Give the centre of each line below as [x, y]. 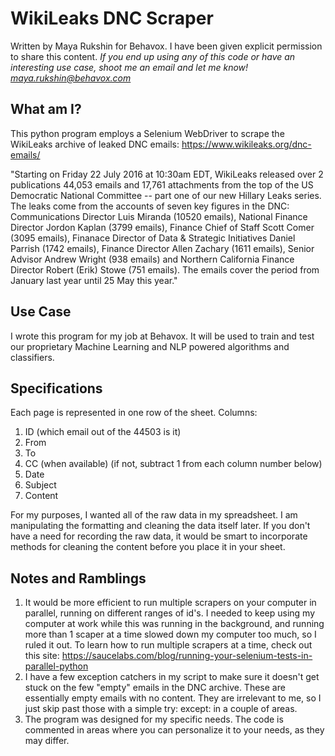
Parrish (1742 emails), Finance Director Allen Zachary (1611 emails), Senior [162, 248]
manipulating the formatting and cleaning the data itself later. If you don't [160, 526]
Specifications [56, 388]
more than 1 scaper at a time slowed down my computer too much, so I [170, 634]
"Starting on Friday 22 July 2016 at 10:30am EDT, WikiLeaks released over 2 [167, 174]
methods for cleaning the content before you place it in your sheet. [148, 547]
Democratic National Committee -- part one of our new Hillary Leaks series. [166, 195]
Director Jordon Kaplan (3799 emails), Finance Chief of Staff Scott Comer [162, 227]
